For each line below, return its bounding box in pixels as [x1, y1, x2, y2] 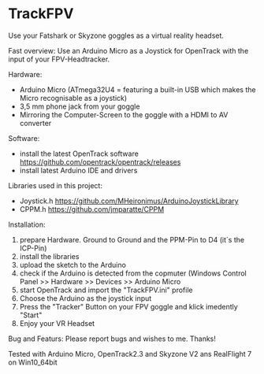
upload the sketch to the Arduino [19, 260, 126, 269]
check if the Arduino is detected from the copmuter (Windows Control [19, 268, 247, 278]
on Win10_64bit [8, 357, 58, 367]
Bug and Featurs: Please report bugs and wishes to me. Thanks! [8, 334, 217, 343]
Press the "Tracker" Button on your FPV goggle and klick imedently [19, 302, 238, 311]
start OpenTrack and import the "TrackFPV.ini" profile [19, 285, 193, 294]
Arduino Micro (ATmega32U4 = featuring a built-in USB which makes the [19, 84, 256, 94]
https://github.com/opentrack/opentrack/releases [19, 157, 181, 166]
